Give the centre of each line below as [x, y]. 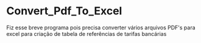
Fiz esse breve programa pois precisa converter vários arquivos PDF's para [101, 27]
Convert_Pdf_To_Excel [64, 11]
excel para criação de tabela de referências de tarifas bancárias [86, 33]
